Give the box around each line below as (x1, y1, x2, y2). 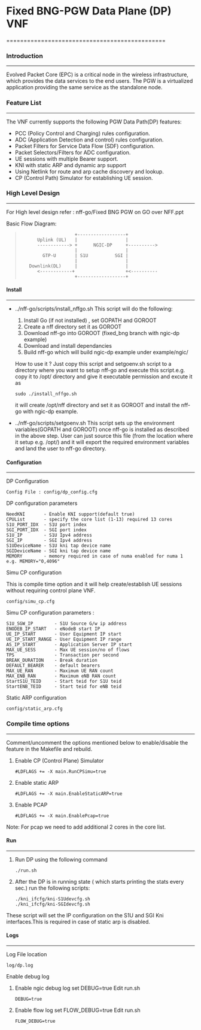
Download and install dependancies (23, 342, 112, 350)
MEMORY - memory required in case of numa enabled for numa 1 (6, 553, 184, 559)
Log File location (6, 950, 47, 957)
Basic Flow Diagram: (6, 220, 57, 227)
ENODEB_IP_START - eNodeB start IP (6, 626, 100, 632)
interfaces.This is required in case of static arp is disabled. (6, 918, 151, 925)
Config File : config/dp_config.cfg (6, 489, 98, 495)
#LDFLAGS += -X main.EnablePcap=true (14, 812, 109, 819)
